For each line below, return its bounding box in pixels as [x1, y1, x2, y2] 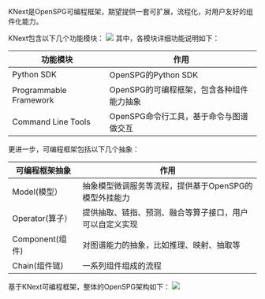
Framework [12, 95, 54, 105]
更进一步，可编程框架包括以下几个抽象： [8, 144, 140, 154]
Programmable [12, 85, 67, 95]
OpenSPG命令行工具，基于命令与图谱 [109, 111, 248, 121]
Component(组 [12, 234, 67, 245]
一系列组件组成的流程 [82, 260, 162, 271]
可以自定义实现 [82, 219, 138, 230]
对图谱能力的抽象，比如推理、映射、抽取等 [82, 240, 241, 250]
